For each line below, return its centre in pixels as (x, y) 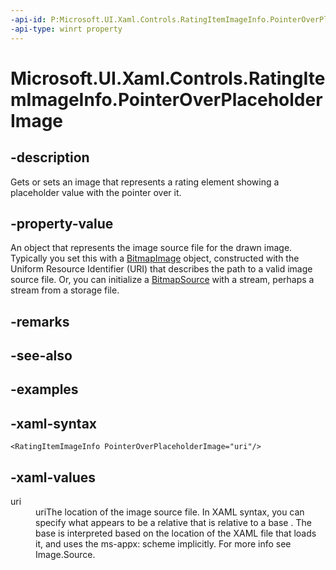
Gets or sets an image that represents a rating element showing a (145, 182)
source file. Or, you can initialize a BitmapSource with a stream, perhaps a (162, 280)
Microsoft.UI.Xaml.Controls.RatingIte (168, 78)
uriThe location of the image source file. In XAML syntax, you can (170, 512)
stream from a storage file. (65, 290)
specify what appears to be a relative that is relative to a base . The (173, 523)
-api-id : (28, 19)
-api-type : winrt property (66, 29)
